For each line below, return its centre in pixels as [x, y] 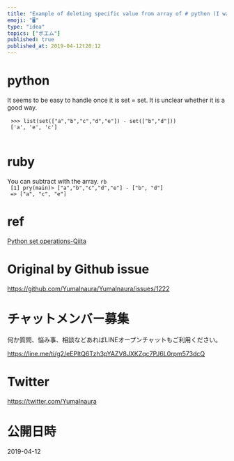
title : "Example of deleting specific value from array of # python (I [113, 14]
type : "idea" [26, 27]
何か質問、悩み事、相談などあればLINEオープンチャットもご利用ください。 [114, 339]
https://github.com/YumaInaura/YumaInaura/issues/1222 [88, 288]
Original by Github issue [78, 269]
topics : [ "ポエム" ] [34, 33]
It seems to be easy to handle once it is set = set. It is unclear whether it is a [116, 100]
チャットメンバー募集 [68, 319]
